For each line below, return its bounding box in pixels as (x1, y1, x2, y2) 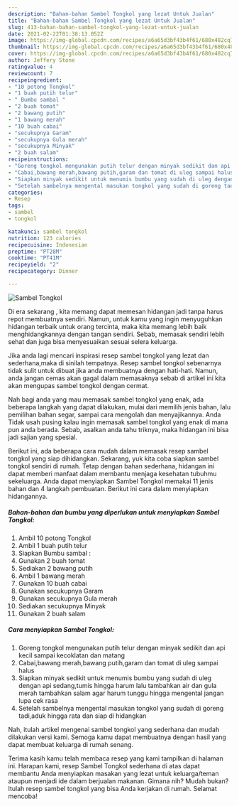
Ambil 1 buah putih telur (18, 541, 88, 549)
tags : (8, 202, 24, 210)
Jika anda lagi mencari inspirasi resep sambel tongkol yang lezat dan (8, 351, 210, 360)
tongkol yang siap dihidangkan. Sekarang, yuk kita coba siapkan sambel (8, 454, 219, 463)
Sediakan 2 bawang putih (18, 564, 93, 572)
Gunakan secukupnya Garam (18, 586, 104, 595)
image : (8, 37, 28, 44)
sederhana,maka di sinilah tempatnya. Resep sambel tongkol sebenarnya (8, 358, 222, 367)
